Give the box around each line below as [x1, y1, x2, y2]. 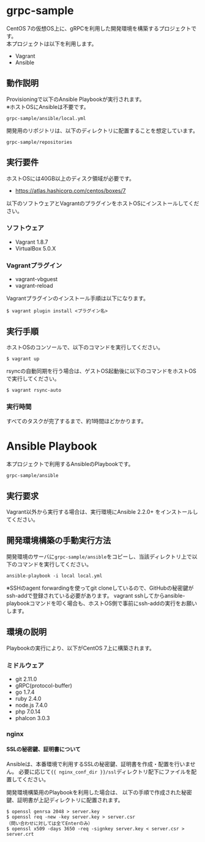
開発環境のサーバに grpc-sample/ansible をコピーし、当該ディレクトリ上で [6, 552, 192, 560]
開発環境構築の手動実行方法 [6, 535, 111, 546]
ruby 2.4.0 [15, 694, 42, 702]
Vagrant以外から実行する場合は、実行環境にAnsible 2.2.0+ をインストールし [6, 508, 198, 516]
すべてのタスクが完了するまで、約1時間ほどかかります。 [6, 418, 147, 425]
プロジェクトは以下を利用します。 [11, 40, 97, 47]
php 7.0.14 [15, 708, 41, 715]
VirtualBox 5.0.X [15, 244, 56, 252]
